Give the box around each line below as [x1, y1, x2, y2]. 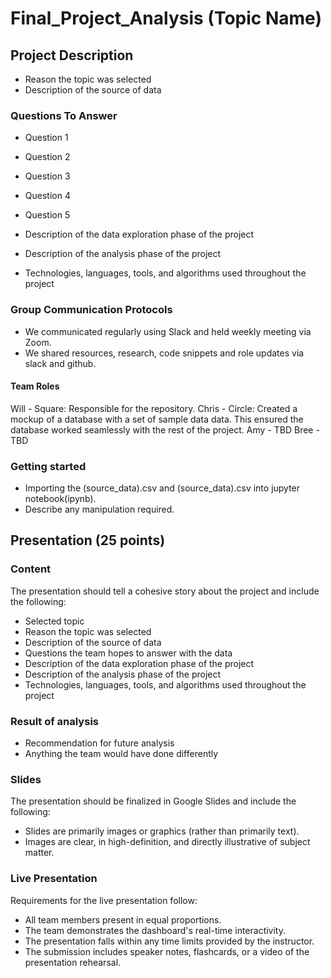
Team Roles [10, 380, 60, 392]
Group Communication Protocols [10, 303, 173, 317]
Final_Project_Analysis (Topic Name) [10, 7, 322, 30]
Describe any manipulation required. [24, 503, 175, 516]
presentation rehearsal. [24, 956, 122, 968]
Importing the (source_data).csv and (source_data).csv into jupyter [24, 482, 301, 494]
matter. [24, 847, 55, 859]
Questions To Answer [10, 108, 118, 122]
